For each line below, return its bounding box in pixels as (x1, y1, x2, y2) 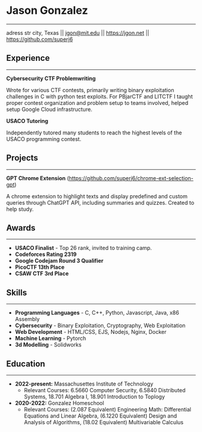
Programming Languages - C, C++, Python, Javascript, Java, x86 (14, 309, 179, 316)
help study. (6, 205, 34, 213)
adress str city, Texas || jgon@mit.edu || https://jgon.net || (6, 29, 149, 36)
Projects (6, 153, 38, 163)
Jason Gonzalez (6, 4, 88, 17)
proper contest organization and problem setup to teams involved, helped (6, 99, 189, 106)
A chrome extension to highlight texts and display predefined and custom (6, 192, 188, 199)
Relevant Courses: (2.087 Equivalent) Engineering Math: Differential (23, 406, 191, 413)
